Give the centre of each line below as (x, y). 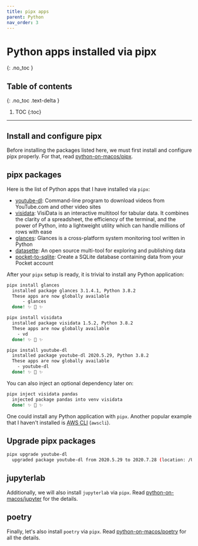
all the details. (24, 537)
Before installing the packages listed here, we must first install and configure (99, 150)
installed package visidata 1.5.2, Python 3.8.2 (73, 323)
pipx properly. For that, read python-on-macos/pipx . (70, 156)
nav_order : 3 (23, 22)
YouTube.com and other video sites (58, 207)
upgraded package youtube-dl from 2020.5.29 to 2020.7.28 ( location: (99, 460)
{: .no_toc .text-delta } (33, 101)
